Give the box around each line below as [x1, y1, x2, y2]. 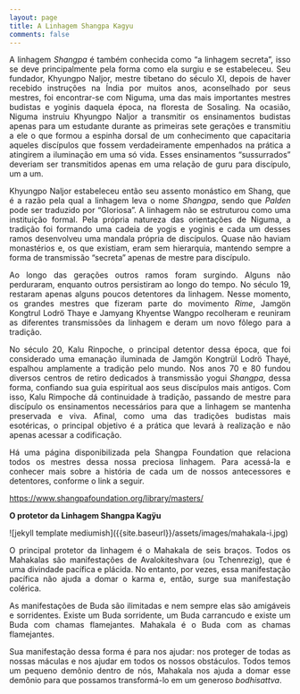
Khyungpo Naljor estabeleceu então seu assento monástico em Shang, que [9, 185, 291, 197]
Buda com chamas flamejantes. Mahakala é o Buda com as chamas [9, 620, 291, 630]
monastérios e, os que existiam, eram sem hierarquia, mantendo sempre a [9, 243, 291, 253]
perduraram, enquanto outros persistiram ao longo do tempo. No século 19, [9, 279, 291, 290]
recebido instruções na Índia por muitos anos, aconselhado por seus [9, 82, 291, 94]
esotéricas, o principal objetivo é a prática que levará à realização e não [9, 420, 291, 431]
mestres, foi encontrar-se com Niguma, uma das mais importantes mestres [9, 92, 291, 103]
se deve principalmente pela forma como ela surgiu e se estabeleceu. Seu [9, 64, 291, 74]
